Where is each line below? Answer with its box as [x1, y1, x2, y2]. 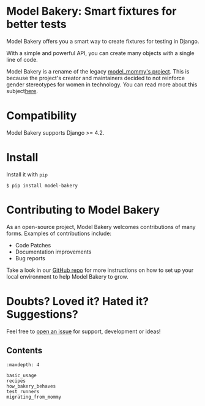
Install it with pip [6, 170, 48, 178]
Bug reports [15, 254, 46, 261]
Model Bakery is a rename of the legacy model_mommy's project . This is [6, 67, 190, 75]
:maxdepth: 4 [6, 361, 40, 368]
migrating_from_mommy [6, 394, 62, 400]
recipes [6, 378, 26, 384]
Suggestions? [6, 307, 78, 321]
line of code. [6, 56, 38, 63]
